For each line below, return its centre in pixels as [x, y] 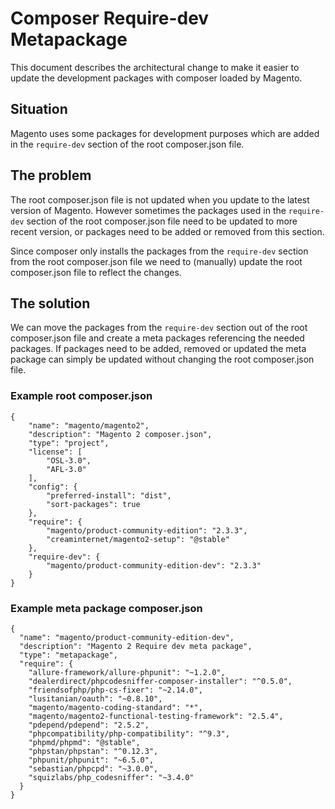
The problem [51, 175]
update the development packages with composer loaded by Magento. [156, 78]
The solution [50, 303]
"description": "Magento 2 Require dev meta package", [136, 646]
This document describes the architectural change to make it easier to [155, 67]
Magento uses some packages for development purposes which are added [165, 133]
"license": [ [55, 452]
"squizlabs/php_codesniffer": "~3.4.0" [111, 777]
